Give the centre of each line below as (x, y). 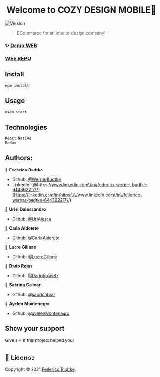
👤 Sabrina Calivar (23, 285)
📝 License (20, 358)
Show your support (35, 328)
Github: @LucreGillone (34, 256)
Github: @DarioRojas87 (35, 275)
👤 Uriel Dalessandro (25, 209)
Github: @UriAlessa (32, 219)
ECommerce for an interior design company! (61, 33)
